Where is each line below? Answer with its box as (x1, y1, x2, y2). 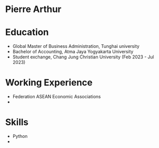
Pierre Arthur (5, 4, 62, 15)
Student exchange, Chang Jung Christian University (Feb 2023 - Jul (12, 54, 154, 60)
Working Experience (5, 77, 93, 89)
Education (5, 27, 49, 38)
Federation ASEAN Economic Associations (12, 94, 101, 100)
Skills (5, 117, 29, 128)
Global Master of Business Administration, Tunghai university (12, 43, 140, 49)
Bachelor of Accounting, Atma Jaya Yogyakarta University (12, 49, 134, 55)
